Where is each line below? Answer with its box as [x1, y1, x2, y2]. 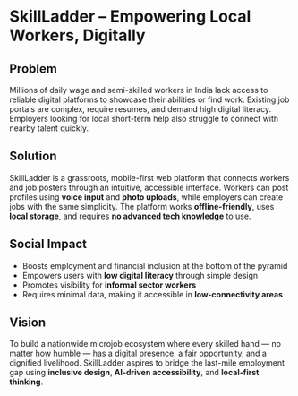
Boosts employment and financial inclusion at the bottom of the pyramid [21, 260, 288, 271]
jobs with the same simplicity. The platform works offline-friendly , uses [9, 201, 275, 211]
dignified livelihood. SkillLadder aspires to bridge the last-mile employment [9, 357, 285, 368]
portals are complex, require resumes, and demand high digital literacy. [9, 104, 272, 114]
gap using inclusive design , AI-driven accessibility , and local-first [9, 367, 260, 378]
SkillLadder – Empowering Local [9, 6, 251, 27]
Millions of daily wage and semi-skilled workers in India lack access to [9, 85, 268, 95]
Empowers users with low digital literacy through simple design [21, 270, 259, 280]
